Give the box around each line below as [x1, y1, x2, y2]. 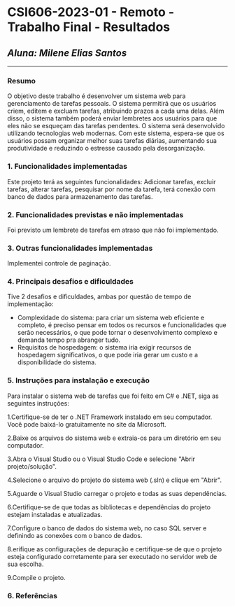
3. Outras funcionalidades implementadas [7, 243, 153, 253]
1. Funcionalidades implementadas [7, 162, 128, 172]
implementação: [7, 300, 54, 308]
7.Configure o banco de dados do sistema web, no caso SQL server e [7, 523, 207, 532]
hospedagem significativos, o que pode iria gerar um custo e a [17, 351, 198, 359]
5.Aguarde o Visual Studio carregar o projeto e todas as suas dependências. [7, 489, 227, 497]
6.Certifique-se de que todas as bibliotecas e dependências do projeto [7, 502, 211, 511]
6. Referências [7, 591, 58, 600]
